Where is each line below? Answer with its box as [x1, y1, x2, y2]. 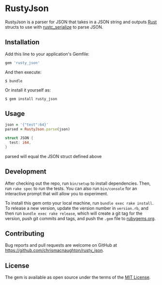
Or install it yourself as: [5, 87, 51, 93]
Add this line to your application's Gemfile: [5, 51, 89, 57]
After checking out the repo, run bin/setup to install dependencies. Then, [5, 180, 151, 186]
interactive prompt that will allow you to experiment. [5, 190, 108, 196]
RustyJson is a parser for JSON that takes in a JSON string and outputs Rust [5, 19, 157, 25]
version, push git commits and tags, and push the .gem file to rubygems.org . [5, 215, 156, 221]
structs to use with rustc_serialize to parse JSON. [5, 24, 103, 30]
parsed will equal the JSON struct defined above [5, 153, 102, 159]
